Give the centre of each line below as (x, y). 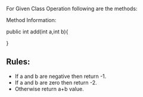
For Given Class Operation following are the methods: (72, 9)
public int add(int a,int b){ (37, 32)
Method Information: (31, 20)
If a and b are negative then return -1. (60, 76)
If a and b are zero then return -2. (56, 82)
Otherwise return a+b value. (49, 89)
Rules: (18, 62)
